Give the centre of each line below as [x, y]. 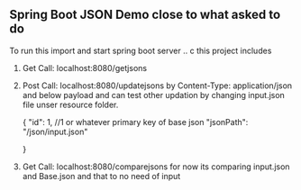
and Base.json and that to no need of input [101, 176]
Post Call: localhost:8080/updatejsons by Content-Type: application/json [157, 86]
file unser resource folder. [70, 104]
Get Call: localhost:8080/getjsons [84, 68]
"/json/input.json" [55, 131]
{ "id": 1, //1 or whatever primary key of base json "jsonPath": [135, 122]
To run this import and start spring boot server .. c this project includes [141, 50]
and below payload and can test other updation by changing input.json [154, 95]
